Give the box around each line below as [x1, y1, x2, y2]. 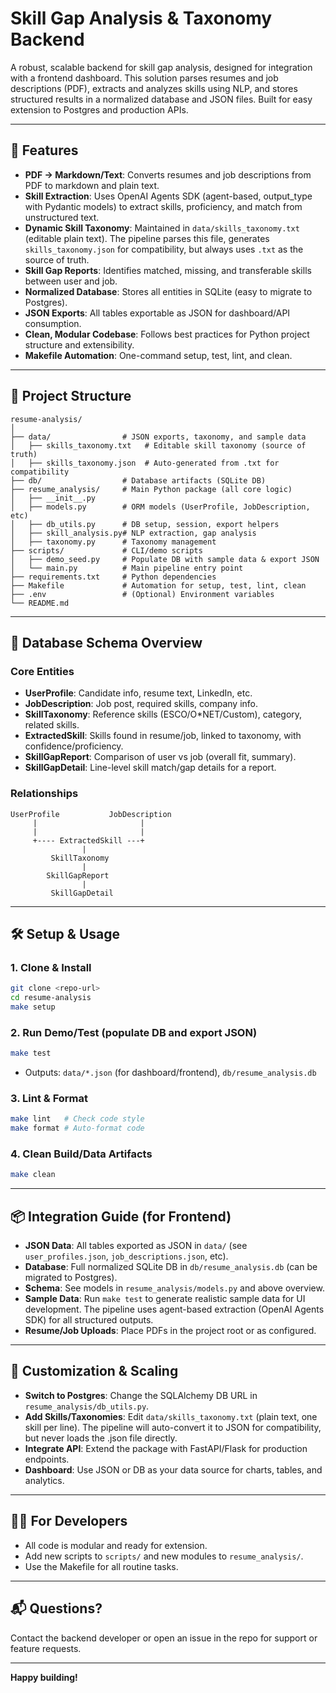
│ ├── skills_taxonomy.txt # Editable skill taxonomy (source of [10, 440, 307, 451]
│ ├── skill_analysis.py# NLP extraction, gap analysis [10, 528, 257, 538]
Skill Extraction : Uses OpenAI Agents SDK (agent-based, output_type [24, 190, 313, 202]
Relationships [10, 787, 79, 801]
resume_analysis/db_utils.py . [24, 1400, 150, 1412]
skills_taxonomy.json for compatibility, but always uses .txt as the [24, 243, 304, 255]
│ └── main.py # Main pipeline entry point [10, 563, 244, 573]
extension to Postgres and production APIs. [10, 103, 189, 116]
